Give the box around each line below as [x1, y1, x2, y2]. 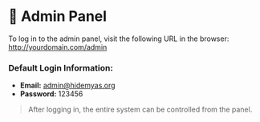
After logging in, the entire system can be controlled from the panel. [27, 104, 253, 115]
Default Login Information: [8, 62, 114, 73]
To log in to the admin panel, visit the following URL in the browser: [8, 34, 230, 43]
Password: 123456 [19, 89, 83, 99]
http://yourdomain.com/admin [8, 42, 108, 51]
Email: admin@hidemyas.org [19, 80, 116, 91]
